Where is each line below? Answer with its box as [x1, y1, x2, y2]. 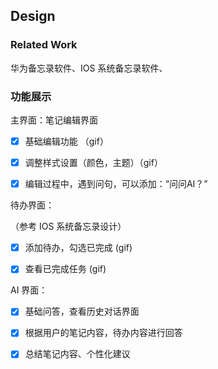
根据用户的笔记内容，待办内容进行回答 [24, 327, 183, 339]
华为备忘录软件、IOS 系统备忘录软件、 [10, 62, 168, 74]
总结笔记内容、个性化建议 [24, 348, 131, 360]
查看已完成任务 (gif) [24, 263, 107, 275]
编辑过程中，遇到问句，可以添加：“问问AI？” [24, 178, 208, 190]
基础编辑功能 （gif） [24, 135, 109, 147]
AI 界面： [10, 284, 48, 296]
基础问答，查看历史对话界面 [24, 305, 140, 318]
